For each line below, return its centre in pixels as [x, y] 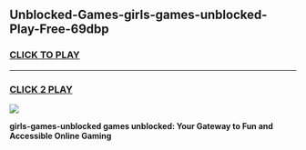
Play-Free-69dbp [59, 30]
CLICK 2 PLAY [41, 89]
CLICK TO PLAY [45, 55]
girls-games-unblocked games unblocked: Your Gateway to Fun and [141, 125]
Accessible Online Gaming [61, 135]
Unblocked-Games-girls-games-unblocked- [138, 15]
